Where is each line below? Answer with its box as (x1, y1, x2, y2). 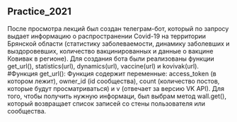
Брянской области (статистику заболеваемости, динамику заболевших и (7, 39, 230, 48)
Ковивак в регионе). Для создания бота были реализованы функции (7, 54, 214, 63)
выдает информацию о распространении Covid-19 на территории (7, 32, 207, 40)
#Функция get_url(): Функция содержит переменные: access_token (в (7, 69, 217, 78)
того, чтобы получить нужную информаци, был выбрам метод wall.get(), (7, 92, 226, 100)
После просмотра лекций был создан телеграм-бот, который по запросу (7, 24, 229, 32)
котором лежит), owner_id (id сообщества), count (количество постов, (7, 77, 220, 85)
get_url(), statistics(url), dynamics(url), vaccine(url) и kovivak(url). (7, 61, 200, 70)
